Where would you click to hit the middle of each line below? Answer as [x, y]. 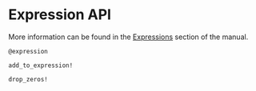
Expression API [60, 15]
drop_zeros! [28, 79]
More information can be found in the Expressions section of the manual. [128, 37]
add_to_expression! [41, 65]
